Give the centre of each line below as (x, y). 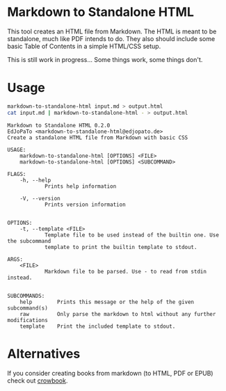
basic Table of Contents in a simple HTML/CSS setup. (84, 46)
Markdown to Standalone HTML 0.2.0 (59, 125)
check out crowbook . (38, 381)
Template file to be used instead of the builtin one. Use (131, 235)
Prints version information (85, 205)
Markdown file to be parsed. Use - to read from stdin (126, 271)
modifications (28, 320)
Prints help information (80, 186)
